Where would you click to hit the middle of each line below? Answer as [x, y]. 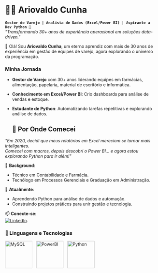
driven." [13, 37]
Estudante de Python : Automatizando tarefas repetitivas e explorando [82, 109]
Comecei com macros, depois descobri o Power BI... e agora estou [72, 151]
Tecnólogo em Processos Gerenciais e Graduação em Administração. [81, 180]
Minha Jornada [23, 69]
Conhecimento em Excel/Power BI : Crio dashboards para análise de [80, 94]
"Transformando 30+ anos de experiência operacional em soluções [73, 31]
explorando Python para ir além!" [38, 156]
